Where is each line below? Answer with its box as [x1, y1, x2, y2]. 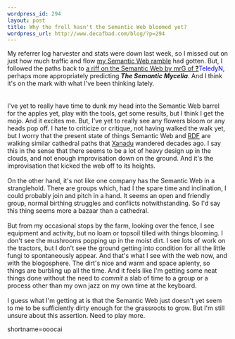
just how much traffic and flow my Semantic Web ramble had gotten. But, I [7, 57, 223, 66]
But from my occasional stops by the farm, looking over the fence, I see [7, 221, 215, 230]
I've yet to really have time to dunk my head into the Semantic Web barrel [7, 101, 220, 110]
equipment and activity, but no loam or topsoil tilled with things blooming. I [7, 229, 223, 238]
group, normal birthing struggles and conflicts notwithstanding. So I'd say [7, 199, 221, 208]
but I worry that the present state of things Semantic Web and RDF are [7, 132, 211, 140]
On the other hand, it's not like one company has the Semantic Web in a [7, 177, 215, 185]
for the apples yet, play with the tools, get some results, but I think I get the [7, 109, 224, 118]
